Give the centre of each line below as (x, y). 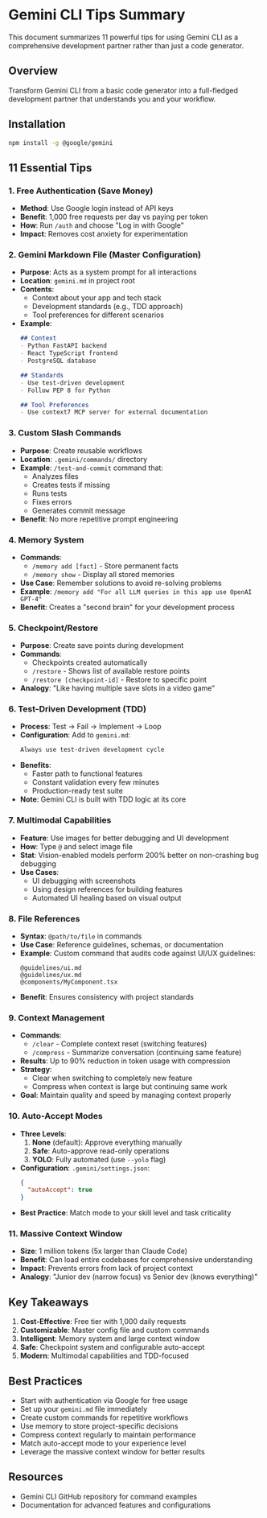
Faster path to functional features (87, 773)
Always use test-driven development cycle (92, 750)
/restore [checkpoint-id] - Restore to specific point (119, 680)
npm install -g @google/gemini (61, 142)
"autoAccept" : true (60, 1190)
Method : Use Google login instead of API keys (97, 208)
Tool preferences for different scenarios (98, 315)
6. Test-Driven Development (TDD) (78, 709)
